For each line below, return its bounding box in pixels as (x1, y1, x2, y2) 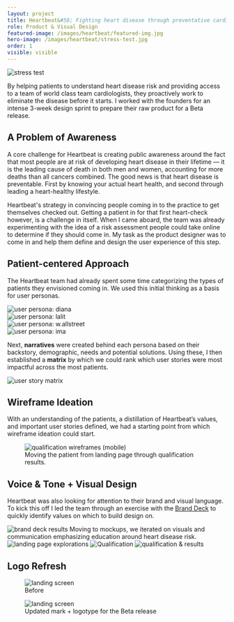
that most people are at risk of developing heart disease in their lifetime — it (7, 158, 225, 166)
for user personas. (7, 291, 61, 300)
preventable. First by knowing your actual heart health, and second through (7, 179, 224, 188)
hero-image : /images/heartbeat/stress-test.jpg (7, 36, 148, 43)
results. (24, 458, 47, 466)
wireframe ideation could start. (7, 430, 95, 438)
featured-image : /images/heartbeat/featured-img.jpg (7, 29, 164, 37)
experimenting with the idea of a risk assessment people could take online (7, 222, 221, 231)
